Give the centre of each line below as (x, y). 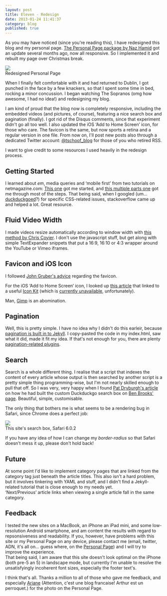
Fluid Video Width (34, 220)
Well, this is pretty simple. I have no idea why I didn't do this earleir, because (83, 328)
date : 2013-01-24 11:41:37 (33, 19)
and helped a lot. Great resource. (39, 204)
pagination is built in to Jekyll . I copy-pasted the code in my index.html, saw (83, 333)
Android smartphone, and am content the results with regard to (91, 530)
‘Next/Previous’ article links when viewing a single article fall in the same (80, 492)
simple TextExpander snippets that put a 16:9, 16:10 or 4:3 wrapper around (82, 242)
